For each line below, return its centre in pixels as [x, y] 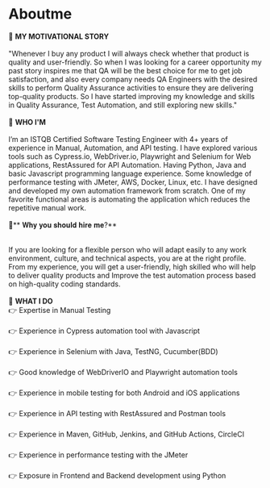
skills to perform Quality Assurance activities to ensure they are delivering [131, 88]
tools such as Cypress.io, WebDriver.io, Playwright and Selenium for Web [130, 156]
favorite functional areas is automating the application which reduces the [129, 199]
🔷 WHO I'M [27, 122]
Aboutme [40, 14]
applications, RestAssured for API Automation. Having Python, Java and [127, 165]
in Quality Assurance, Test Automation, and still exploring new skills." [123, 105]
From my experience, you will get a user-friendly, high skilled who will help [132, 266]
